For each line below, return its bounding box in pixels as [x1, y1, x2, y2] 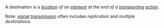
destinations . [5, 19, 32, 24]
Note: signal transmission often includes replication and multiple [5, 14, 135, 19]
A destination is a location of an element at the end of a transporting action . [5, 4, 160, 10]
